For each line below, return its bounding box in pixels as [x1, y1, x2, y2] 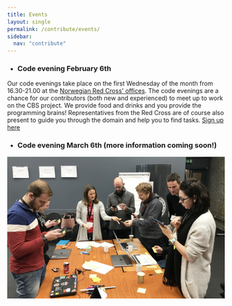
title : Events [7, 11, 48, 18]
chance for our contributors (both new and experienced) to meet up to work [7, 94, 223, 103]
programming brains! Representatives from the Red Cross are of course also [7, 109, 224, 117]
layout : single [7, 18, 51, 25]
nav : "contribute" [13, 40, 67, 48]
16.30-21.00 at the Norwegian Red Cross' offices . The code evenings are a [7, 87, 219, 95]
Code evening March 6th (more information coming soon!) [17, 141, 217, 150]
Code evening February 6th [17, 64, 112, 74]
